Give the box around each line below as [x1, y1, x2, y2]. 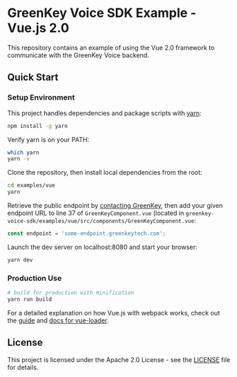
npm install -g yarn [7, 122, 69, 129]
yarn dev [7, 256, 33, 263]
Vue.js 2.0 [7, 20, 69, 36]
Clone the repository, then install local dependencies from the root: [7, 168, 203, 177]
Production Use [7, 273, 62, 283]
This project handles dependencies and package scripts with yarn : [7, 108, 202, 117]
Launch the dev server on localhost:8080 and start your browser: [7, 243, 198, 251]
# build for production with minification [7, 289, 134, 296]
